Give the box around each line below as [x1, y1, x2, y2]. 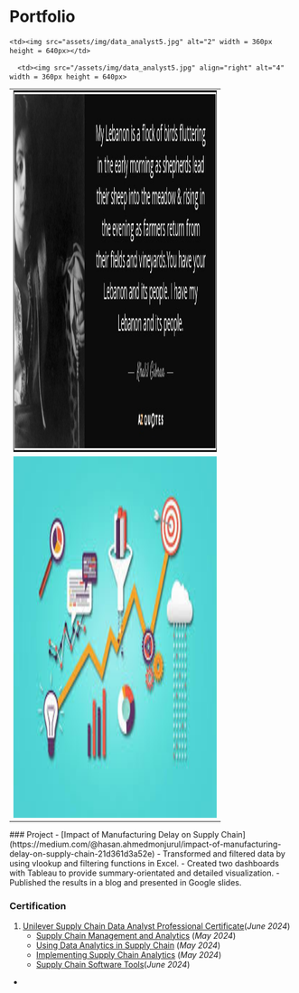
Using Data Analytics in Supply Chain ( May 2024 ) [35, 940, 221, 951]
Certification [9, 900, 67, 913]
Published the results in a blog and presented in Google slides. [9, 877, 242, 888]
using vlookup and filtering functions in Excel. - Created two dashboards [9, 858, 280, 869]
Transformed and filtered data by [162, 848, 286, 859]
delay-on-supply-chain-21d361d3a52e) [9, 848, 155, 859]
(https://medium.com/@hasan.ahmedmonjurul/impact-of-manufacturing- [9, 838, 282, 850]
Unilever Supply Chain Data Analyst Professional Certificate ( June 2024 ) [22, 920, 291, 932]
